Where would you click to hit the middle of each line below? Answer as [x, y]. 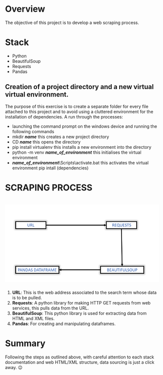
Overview [25, 9]
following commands [33, 131]
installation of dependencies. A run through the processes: [64, 117]
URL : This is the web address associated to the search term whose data [84, 293]
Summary [25, 343]
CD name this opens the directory [46, 142]
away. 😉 [14, 368]
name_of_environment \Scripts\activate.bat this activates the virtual [80, 163]
